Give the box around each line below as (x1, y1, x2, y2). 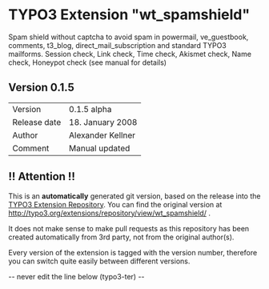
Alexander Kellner (69, 130, 136, 141)
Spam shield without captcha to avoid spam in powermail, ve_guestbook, (8, 32, 249, 42)
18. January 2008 (69, 116, 138, 127)
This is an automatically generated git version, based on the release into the (8, 191, 261, 201)
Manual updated (69, 142, 130, 154)
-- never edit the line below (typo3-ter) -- (8, 271, 146, 281)
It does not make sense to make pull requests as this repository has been (8, 223, 250, 233)
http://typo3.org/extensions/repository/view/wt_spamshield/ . (8, 208, 211, 218)
